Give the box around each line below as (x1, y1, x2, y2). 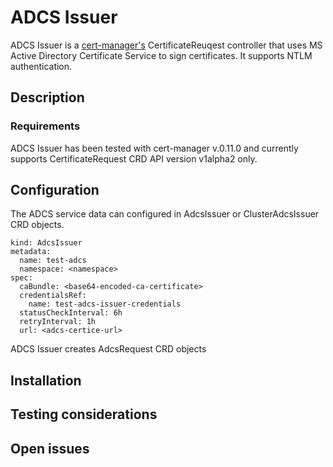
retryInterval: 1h (19, 317, 97, 327)
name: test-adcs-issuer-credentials (28, 299, 182, 310)
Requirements (10, 119, 81, 133)
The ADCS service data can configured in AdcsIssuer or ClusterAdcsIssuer (10, 208, 320, 220)
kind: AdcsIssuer (10, 238, 83, 248)
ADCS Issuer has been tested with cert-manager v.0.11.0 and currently (10, 142, 299, 154)
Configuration (10, 182, 100, 199)
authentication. (10, 60, 73, 72)
